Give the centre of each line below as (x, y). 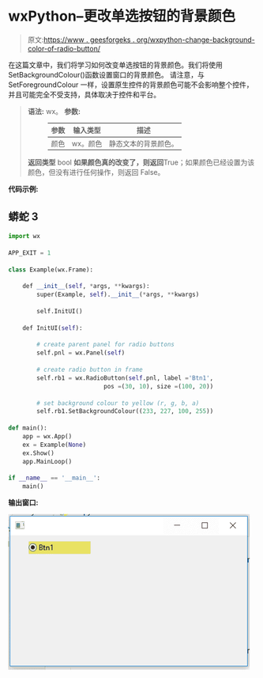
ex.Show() (39, 453)
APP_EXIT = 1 (30, 253)
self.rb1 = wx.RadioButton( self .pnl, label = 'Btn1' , (125, 378)
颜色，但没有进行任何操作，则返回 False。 (96, 172)
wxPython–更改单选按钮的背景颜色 (122, 16)
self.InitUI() (60, 311)
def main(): (28, 428)
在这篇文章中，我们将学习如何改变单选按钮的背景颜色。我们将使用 (115, 65)
